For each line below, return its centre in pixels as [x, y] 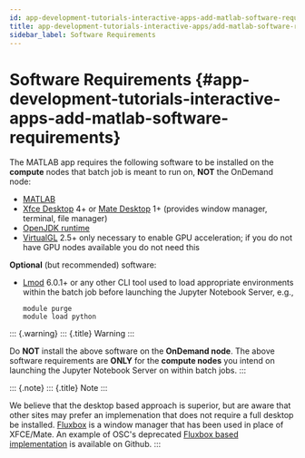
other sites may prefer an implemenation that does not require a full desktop [152, 415]
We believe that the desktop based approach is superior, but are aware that [150, 405]
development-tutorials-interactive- [145, 98]
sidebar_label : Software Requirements [83, 34]
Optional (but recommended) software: [83, 265]
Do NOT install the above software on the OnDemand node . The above [142, 351]
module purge [47, 309]
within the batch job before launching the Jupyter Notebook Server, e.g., [158, 292]
